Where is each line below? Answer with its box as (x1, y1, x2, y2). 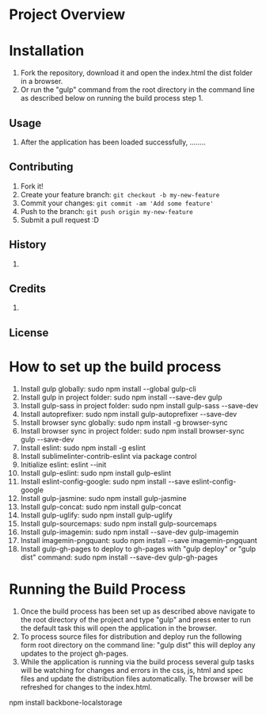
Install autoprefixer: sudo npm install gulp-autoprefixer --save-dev (20, 409, 237, 419)
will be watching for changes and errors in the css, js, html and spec (20, 665, 244, 675)
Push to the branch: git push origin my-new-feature (20, 206, 193, 216)
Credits (9, 281, 47, 295)
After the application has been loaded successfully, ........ (20, 137, 207, 147)
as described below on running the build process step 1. (20, 94, 203, 103)
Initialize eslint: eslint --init (20, 460, 107, 469)
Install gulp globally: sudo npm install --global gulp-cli (20, 384, 196, 393)
